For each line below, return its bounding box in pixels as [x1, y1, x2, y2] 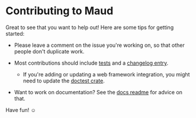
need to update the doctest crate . [23, 77, 105, 84]
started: [5, 30, 25, 37]
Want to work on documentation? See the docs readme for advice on [14, 88, 183, 95]
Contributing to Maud [5, 4, 114, 18]
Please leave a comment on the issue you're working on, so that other [14, 42, 185, 49]
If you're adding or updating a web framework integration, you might [23, 71, 190, 78]
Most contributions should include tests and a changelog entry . [14, 59, 169, 66]
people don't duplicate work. [14, 47, 85, 55]
